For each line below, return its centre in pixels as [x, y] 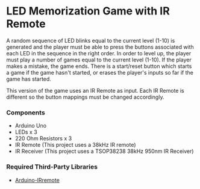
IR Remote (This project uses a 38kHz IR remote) [76, 145]
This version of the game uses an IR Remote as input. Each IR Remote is [95, 90]
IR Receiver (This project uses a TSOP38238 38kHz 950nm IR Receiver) [104, 151]
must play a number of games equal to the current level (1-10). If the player [99, 60]
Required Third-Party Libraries [52, 167]
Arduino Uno [31, 126]
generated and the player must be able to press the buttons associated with [100, 47]
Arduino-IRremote [37, 180]
